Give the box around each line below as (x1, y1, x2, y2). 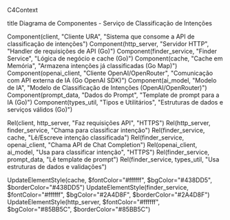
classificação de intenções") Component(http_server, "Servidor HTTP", (7, 40, 209, 47)
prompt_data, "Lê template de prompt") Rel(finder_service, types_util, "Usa (7, 155, 220, 164)
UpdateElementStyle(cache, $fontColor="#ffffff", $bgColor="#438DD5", (7, 176, 212, 184)
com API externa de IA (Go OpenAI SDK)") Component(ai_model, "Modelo (7, 76, 217, 85)
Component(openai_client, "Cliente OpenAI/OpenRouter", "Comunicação (7, 69, 213, 77)
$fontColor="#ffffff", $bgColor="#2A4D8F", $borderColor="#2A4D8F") (7, 190, 210, 199)
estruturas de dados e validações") (7, 163, 107, 170)
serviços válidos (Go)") (7, 106, 73, 113)
